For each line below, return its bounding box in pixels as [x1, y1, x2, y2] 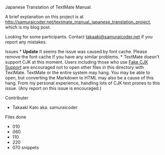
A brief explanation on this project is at [5, 14, 84, 19]
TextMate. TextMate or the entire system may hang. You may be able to [5, 70, 151, 76]
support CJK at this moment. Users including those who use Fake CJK [5, 59, 148, 65]
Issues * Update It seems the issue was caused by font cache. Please [5, 49, 147, 54]
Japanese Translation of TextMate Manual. [5, 4, 92, 10]
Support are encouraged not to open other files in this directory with [5, 64, 144, 70]
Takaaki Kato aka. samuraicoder [12, 105, 78, 110]
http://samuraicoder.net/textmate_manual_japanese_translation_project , [5, 19, 152, 25]
